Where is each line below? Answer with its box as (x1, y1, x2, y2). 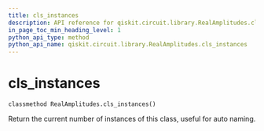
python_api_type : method (8, 33, 90, 42)
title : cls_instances (8, 11, 79, 20)
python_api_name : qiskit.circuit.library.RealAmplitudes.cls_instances (8, 41, 247, 49)
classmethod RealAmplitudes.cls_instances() (8, 100, 156, 108)
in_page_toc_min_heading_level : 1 (8, 26, 122, 34)
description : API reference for (8, 19, 114, 27)
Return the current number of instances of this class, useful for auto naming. (8, 115, 256, 124)
